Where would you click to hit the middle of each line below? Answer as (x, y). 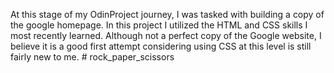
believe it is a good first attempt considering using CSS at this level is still (161, 46)
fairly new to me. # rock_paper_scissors (92, 57)
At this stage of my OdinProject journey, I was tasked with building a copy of (167, 14)
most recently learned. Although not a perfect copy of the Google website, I (166, 35)
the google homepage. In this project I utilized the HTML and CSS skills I (159, 25)
